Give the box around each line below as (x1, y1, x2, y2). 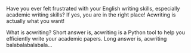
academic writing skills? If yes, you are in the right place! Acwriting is (6, 11, 176, 18)
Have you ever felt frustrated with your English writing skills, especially (6, 5, 180, 12)
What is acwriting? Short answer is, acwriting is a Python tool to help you (6, 29, 186, 36)
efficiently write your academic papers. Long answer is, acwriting (6, 35, 167, 42)
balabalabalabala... (6, 41, 53, 48)
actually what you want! (6, 18, 64, 24)
